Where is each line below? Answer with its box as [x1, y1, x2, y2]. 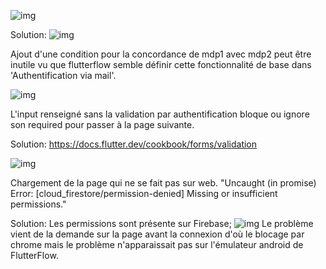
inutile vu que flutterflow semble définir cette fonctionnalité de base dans [10, 59, 312, 70]
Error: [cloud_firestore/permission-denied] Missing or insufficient [10, 188, 278, 199]
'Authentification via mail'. [10, 70, 117, 81]
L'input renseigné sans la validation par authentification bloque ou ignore [10, 108, 310, 120]
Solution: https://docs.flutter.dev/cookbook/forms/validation [10, 138, 258, 150]
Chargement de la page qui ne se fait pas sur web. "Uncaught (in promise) [10, 177, 317, 189]
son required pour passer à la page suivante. [10, 119, 195, 130]
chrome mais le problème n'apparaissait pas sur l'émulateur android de [10, 239, 304, 250]
